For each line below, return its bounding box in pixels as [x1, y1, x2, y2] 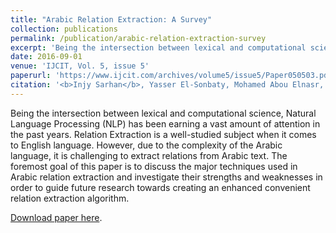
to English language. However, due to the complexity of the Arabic [10, 139, 283, 151]
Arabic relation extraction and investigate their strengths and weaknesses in [10, 171, 323, 183]
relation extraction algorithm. [10, 192, 130, 204]
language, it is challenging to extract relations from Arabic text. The [10, 149, 288, 161]
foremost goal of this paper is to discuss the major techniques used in [10, 160, 298, 172]
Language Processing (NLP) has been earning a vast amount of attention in [10, 117, 321, 130]
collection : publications [10, 24, 118, 34]
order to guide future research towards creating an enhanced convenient [10, 181, 311, 193]
